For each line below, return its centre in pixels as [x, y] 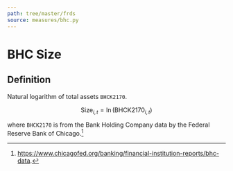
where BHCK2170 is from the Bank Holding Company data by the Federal [109, 125]
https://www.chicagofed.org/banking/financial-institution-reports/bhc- [118, 153]
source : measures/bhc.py [43, 20]
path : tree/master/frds [42, 13]
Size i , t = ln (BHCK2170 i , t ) [116, 110]
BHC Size [34, 54]
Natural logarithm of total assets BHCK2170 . [67, 96]
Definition [29, 80]
